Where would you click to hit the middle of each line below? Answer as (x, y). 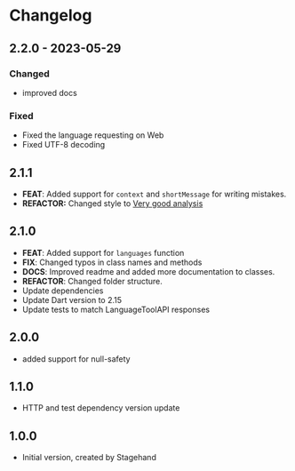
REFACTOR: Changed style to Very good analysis (112, 203)
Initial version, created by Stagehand (89, 458)
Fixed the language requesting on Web (93, 135)
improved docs (49, 92)
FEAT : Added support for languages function (103, 252)
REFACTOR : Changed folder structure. (92, 281)
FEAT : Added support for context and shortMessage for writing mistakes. (154, 194)
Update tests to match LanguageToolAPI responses (116, 309)
